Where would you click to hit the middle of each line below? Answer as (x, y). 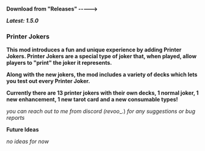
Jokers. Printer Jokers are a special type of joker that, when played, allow (102, 56)
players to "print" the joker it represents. (59, 63)
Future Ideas (23, 130)
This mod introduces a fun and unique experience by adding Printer (94, 50)
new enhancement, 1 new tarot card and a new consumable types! (92, 100)
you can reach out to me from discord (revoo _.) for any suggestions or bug (101, 111)
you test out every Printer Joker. (48, 81)
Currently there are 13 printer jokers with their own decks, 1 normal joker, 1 (102, 93)
